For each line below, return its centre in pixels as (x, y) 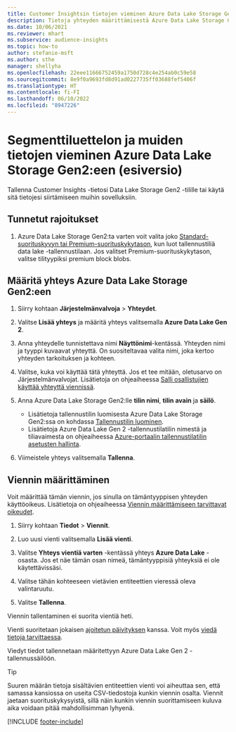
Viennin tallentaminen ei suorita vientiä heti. (70, 616)
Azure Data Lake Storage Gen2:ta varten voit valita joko (98, 236)
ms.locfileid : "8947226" (44, 106)
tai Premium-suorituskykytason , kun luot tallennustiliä (138, 244)
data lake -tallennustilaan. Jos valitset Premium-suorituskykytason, (114, 251)
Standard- (194, 236)
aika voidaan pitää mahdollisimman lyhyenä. (71, 708)
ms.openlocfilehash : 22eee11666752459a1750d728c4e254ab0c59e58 (102, 72)
